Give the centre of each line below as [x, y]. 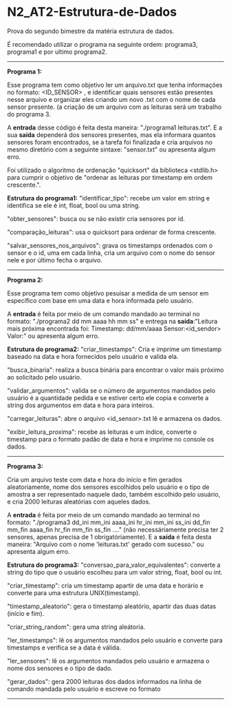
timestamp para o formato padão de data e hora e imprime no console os [111, 439]
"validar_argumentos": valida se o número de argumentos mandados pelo [111, 391]
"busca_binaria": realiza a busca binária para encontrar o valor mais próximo [115, 370]
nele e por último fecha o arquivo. [55, 260]
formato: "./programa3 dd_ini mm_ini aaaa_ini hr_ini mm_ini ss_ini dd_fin [109, 522]
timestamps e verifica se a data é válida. [64, 647]
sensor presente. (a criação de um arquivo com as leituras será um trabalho [114, 107]
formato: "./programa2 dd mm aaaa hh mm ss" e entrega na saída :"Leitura [112, 321]
